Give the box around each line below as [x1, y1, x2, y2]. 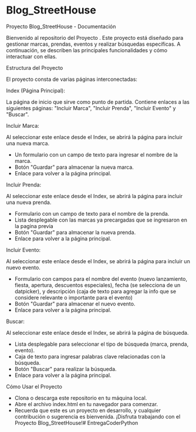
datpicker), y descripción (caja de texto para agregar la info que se [14, 288, 177, 295]
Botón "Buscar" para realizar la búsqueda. [14, 365, 117, 372]
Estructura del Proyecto [6, 64, 63, 71]
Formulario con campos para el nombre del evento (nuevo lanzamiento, [14, 275, 188, 282]
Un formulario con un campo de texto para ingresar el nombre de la [14, 151, 178, 158]
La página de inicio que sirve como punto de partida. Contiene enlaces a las [6, 98, 190, 106]
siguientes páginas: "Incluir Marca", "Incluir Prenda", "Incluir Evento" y [6, 104, 176, 111]
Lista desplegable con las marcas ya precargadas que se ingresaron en [14, 216, 188, 223]
